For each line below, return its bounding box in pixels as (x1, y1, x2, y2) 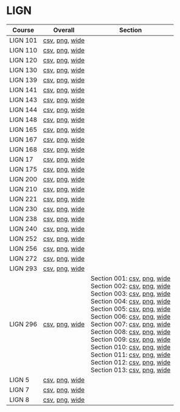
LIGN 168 (9, 145, 38, 153)
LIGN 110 (9, 46, 38, 54)
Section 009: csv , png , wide (90, 335, 171, 344)
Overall (53, 26, 75, 34)
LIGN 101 (9, 36, 38, 45)
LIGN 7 (9, 385, 30, 394)
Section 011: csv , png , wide (90, 350, 171, 359)
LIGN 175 (9, 165, 38, 173)
